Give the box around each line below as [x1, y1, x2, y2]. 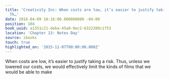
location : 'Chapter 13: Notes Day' [5, 30, 80, 35]
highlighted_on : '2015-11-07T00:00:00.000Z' [5, 44, 100, 49]
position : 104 [5, 21, 35, 26]
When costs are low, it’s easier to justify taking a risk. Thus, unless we [5, 58, 150, 64]
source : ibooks [5, 35, 37, 40]
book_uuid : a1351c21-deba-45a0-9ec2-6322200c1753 [5, 26, 112, 31]
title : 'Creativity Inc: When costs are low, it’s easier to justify [5, 7, 154, 12]
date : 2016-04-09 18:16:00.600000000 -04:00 [5, 16, 100, 21]
